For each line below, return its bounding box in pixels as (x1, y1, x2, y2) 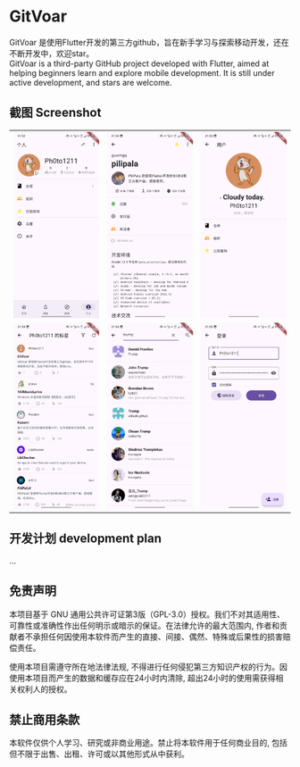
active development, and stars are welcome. (9, 77, 172, 88)
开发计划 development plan (9, 531, 162, 546)
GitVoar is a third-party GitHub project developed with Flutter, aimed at (9, 58, 270, 69)
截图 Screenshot (9, 105, 102, 121)
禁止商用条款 (9, 712, 80, 727)
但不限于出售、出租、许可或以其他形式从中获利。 (9, 748, 189, 760)
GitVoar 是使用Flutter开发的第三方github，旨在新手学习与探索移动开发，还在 (9, 37, 289, 47)
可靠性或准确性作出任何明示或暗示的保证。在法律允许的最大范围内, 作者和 (9, 620, 279, 630)
